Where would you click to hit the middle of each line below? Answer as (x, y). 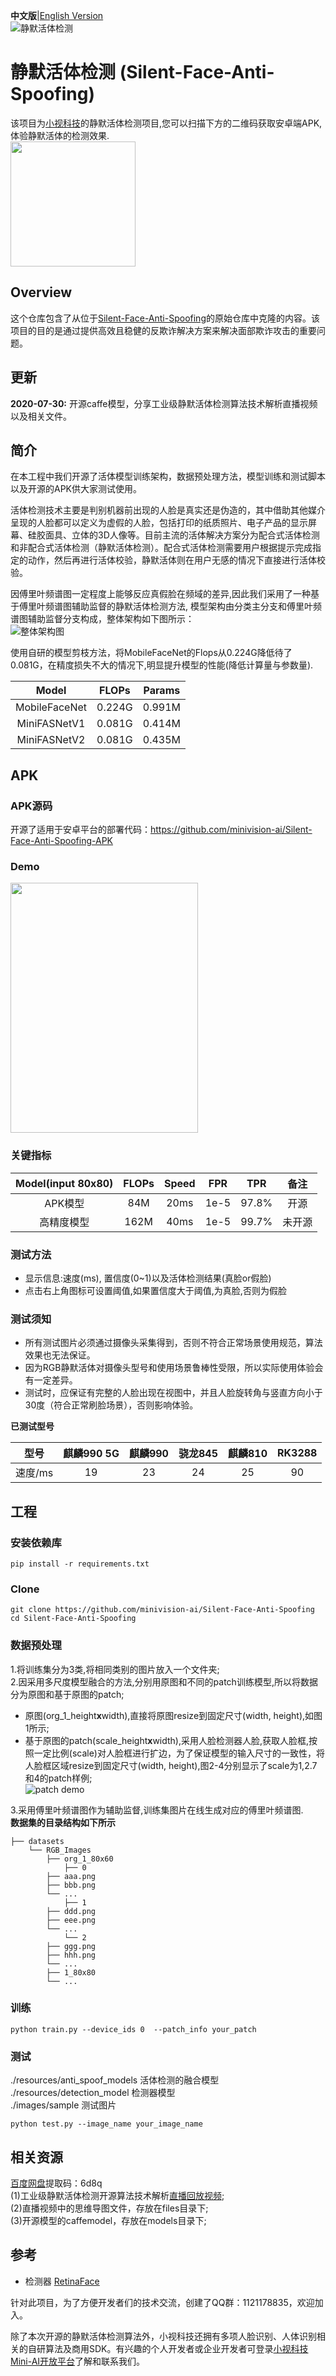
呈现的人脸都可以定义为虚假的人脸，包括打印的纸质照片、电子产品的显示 (159, 523)
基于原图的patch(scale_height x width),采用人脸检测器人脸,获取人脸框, (167, 1740)
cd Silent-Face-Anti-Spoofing (73, 1619)
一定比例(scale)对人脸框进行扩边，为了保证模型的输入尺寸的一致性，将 (179, 1753)
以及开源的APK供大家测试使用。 (76, 489)
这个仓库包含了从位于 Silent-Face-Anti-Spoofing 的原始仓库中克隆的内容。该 (165, 318)
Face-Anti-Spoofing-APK (62, 841)
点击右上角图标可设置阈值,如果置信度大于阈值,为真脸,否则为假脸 (155, 1290)
